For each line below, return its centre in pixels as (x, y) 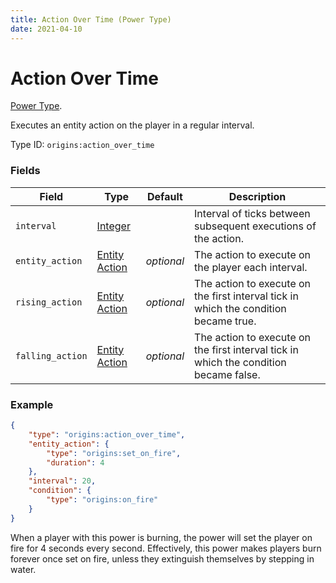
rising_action (49, 302)
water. (23, 569)
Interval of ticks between (252, 213)
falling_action (51, 355)
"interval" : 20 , (62, 481)
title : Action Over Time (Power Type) (91, 19)
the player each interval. (251, 267)
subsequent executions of (255, 226)
